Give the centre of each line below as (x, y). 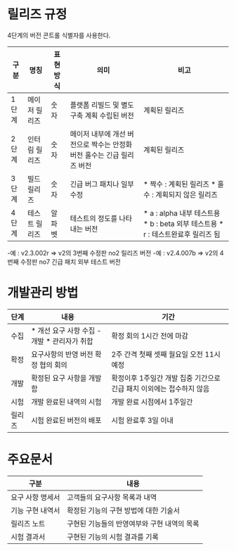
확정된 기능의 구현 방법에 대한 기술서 (123, 510)
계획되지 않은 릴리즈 (186, 194)
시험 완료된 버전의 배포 (66, 420)
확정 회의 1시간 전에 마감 (150, 336)
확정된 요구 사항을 (59, 378)
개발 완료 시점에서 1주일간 (152, 402)
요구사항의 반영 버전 (62, 354)
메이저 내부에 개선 (98, 134)
